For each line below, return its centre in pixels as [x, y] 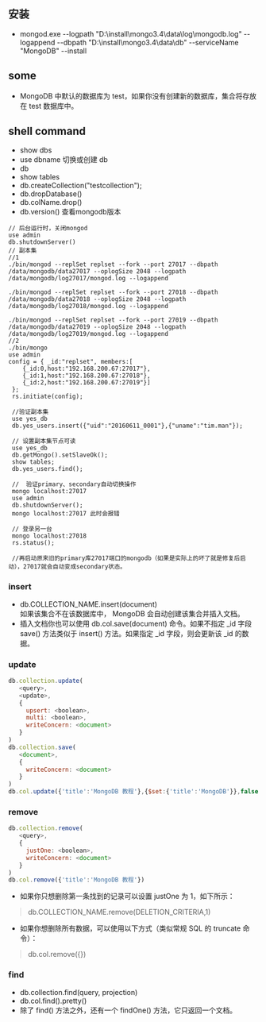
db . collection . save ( [42, 747]
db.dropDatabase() [51, 194]
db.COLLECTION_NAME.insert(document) [88, 604]
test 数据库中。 [54, 106]
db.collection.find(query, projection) [79, 992]
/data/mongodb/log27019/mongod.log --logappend [89, 334]
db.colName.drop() [51, 202]
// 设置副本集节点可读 [44, 442]
